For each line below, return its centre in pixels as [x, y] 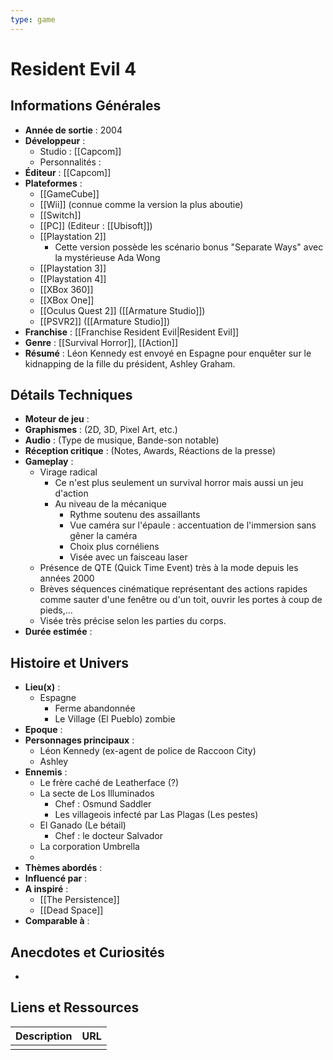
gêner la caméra [103, 536]
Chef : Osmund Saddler [103, 804]
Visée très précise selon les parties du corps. [133, 621]
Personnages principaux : [79, 740]
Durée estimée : [58, 632]
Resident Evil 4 [73, 68]
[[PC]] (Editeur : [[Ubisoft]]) [96, 225]
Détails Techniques [71, 395]
